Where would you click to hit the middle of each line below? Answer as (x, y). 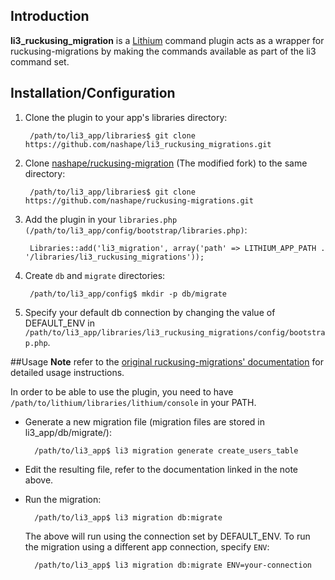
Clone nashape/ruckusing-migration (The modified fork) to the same (166, 163)
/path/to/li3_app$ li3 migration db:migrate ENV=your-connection (173, 565)
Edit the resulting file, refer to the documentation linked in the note (161, 469)
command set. (40, 61)
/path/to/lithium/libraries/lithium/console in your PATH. (133, 402)
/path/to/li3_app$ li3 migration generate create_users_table (166, 450)
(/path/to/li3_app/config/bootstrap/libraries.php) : (136, 230)
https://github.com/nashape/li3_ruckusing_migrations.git (148, 144)
